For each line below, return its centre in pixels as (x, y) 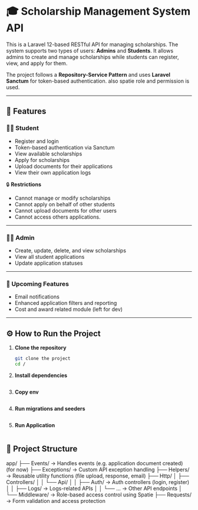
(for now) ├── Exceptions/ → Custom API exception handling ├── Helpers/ (98, 469)
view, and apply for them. (37, 63)
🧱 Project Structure (42, 449)
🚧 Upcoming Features (38, 284)
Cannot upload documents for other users (65, 210)
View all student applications (49, 256)
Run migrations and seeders (50, 408)
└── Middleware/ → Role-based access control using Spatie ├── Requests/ (99, 495)
